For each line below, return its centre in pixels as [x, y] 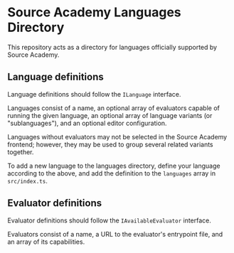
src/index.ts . [27, 181]
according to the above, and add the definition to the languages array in [112, 173]
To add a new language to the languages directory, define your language [114, 166]
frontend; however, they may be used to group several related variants [110, 144]
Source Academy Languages [94, 12]
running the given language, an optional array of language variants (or [110, 115]
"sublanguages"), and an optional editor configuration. [87, 123]
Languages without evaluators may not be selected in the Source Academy [117, 136]
